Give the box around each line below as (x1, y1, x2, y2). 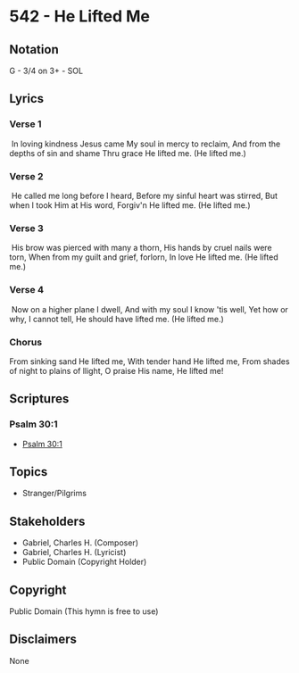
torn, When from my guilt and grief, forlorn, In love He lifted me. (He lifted (9, 252, 278, 262)
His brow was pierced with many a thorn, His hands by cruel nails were (11, 243, 272, 253)
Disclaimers (9, 632, 78, 647)
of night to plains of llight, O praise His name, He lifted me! (9, 365, 224, 376)
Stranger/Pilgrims (21, 488, 87, 499)
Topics (9, 464, 48, 479)
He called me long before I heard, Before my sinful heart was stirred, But (11, 190, 278, 201)
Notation (9, 42, 60, 57)
